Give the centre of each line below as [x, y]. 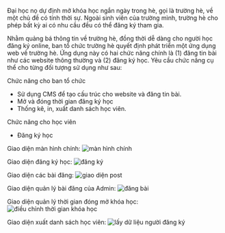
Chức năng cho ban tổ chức [47, 81]
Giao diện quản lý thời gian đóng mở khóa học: [73, 201]
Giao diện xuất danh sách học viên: [57, 222]
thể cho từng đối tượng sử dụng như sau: [65, 68]
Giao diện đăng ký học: [40, 162]
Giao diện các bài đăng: [40, 175]
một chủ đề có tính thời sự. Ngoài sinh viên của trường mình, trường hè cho [113, 18]
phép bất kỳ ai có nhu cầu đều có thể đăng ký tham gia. [85, 25]
